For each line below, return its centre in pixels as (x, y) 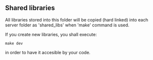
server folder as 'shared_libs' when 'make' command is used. (67, 25)
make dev (14, 43)
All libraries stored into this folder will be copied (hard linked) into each (77, 20)
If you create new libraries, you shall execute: (51, 34)
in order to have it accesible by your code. (48, 52)
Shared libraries (30, 8)
